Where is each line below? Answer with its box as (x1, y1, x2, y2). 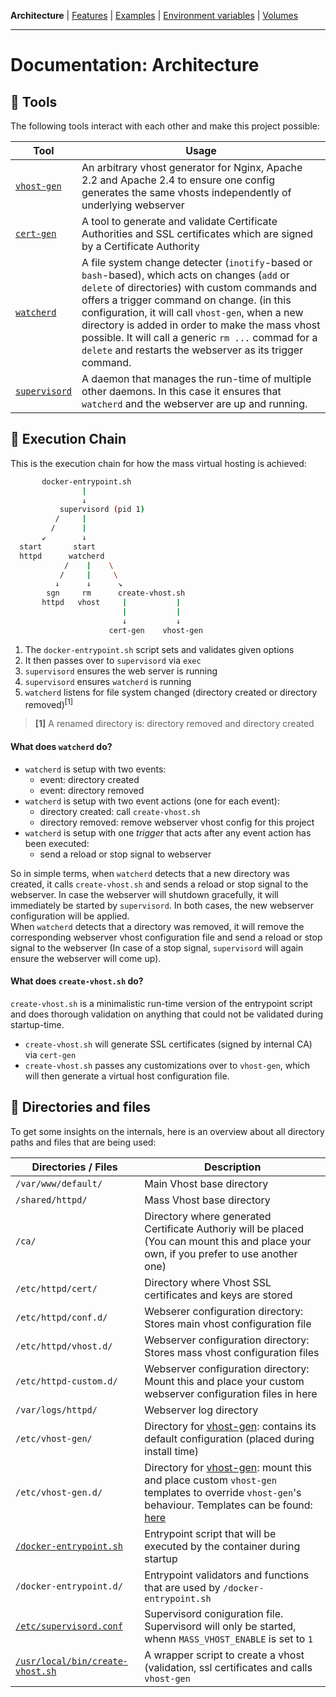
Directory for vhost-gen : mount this (144, 1460, 312, 1474)
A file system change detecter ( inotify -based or (81, 256, 313, 269)
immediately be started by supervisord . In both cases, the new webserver (10, 899, 314, 911)
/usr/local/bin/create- (15, 1655, 129, 1667)
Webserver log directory (144, 1403, 259, 1417)
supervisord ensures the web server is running (24, 665, 218, 677)
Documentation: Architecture (10, 54, 260, 77)
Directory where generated (144, 1209, 272, 1223)
